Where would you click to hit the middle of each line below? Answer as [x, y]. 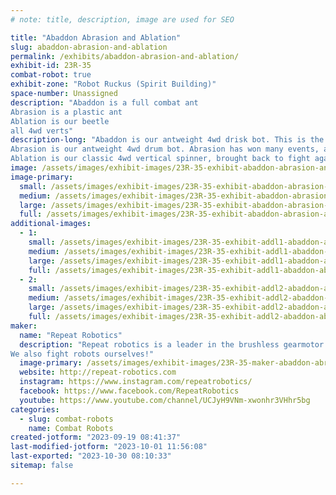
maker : [24, 326]
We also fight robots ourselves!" [82, 354]
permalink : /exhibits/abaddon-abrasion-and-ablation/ [125, 56]
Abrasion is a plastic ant [66, 112]
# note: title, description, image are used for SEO [122, 19]
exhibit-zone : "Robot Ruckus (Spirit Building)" [113, 84]
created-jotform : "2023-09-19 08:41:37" [96, 437]
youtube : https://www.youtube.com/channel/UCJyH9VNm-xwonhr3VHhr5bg [165, 400]
